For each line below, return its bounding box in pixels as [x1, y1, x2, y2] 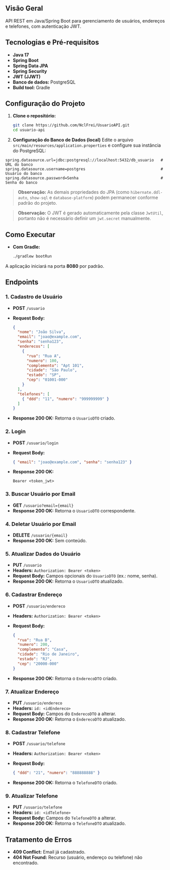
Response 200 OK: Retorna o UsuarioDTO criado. [12, 415, 116, 421]
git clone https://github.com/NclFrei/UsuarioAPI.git [12, 123, 130, 128]
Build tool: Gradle [12, 84, 50, 90]
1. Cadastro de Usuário [5, 293, 63, 301]
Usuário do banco [5, 171, 42, 176]
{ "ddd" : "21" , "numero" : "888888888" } [12, 770, 100, 776]
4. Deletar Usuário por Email [5, 520, 77, 527]
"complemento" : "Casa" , [17, 647, 68, 652]
